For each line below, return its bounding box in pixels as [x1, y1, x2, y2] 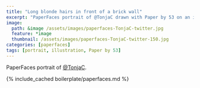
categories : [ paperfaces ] [6, 42, 70, 48]
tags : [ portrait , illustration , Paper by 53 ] [6, 48, 121, 54]
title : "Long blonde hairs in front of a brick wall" [6, 8, 143, 15]
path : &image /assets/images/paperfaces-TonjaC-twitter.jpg [11, 25, 164, 32]
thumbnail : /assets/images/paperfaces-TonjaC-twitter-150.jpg [11, 36, 169, 42]
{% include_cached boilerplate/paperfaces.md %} [6, 75, 129, 82]
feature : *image [11, 31, 52, 37]
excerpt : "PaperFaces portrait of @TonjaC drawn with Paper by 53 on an [6, 14, 190, 20]
